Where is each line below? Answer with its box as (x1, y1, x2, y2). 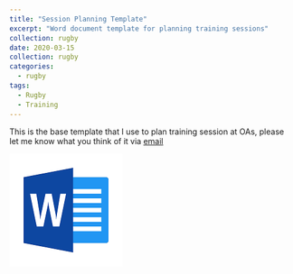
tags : (9, 81, 30, 90)
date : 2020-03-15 (9, 43, 75, 52)
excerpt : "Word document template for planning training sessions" (9, 23, 269, 33)
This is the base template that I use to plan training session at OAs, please (9, 126, 285, 137)
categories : (9, 62, 54, 71)
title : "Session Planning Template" (9, 14, 147, 23)
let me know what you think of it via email (9, 135, 164, 146)
